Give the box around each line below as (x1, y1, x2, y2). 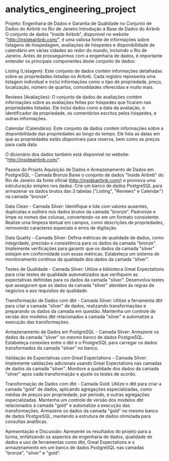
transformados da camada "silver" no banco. (5, 345, 99, 351)
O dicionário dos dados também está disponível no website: (5, 151, 130, 157)
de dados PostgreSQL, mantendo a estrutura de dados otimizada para (5, 413, 151, 419)
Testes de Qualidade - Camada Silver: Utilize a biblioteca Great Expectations (5, 266, 164, 272)
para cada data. (5, 141, 38, 148)
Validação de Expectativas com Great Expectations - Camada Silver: (5, 354, 147, 361)
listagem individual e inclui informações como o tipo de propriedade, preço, (5, 79, 162, 85)
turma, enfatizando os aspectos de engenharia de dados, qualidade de (5, 434, 152, 440)
